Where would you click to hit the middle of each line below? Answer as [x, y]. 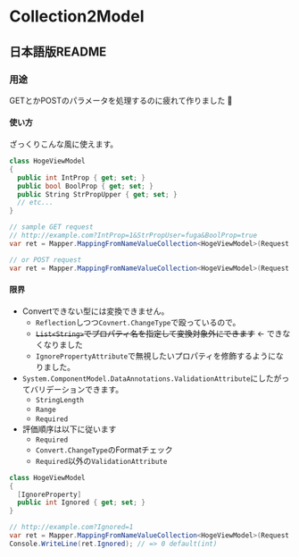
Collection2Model [77, 17]
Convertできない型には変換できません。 [96, 311]
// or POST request [46, 260]
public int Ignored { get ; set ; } [81, 502]
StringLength [60, 400]
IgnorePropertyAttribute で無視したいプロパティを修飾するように [156, 356]
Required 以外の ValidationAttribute [101, 460]
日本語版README [58, 51]
